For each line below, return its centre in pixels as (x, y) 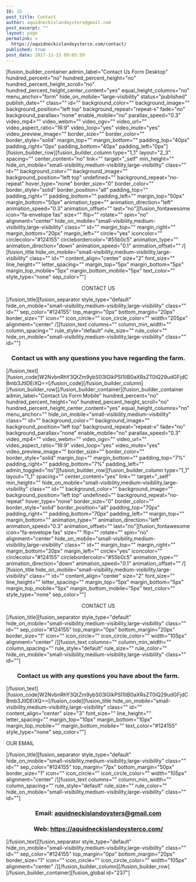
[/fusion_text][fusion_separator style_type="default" (69, 842)
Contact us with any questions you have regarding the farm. (98, 358)
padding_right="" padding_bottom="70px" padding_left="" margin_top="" (95, 514)
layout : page (22, 33)
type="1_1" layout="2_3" (142, 152)
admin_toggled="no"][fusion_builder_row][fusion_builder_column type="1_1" (98, 470)
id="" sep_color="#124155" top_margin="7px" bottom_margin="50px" (90, 767)
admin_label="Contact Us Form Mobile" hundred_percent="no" (82, 395)
